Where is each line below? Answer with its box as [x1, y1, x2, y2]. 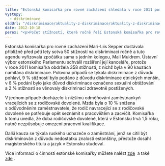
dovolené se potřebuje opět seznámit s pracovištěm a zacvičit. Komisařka [5, 111, 154, 116]
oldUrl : [5, 21, 21, 26]
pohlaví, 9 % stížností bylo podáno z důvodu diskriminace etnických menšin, [5, 75, 160, 81]
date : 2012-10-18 [5, 26, 41, 30]
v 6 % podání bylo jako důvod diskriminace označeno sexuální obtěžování [5, 80, 155, 86]
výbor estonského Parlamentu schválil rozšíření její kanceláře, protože [5, 59, 146, 65]
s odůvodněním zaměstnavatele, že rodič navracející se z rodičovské [5, 105, 144, 111]
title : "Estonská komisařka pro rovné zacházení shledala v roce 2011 [5, 7, 153, 12]
